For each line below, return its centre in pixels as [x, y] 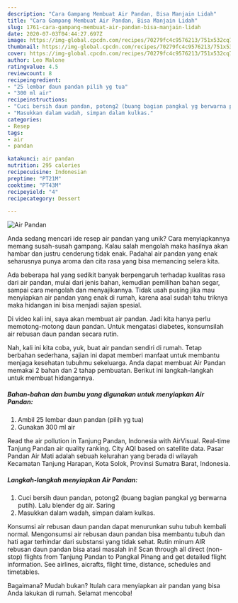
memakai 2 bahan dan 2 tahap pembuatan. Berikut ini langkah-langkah [110, 371]
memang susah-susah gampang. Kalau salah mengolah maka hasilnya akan [118, 246]
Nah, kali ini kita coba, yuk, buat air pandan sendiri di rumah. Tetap [104, 348]
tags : [15, 133]
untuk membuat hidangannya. [51, 378]
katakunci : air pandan [41, 159]
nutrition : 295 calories [44, 165]
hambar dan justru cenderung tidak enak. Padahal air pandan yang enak [113, 254]
